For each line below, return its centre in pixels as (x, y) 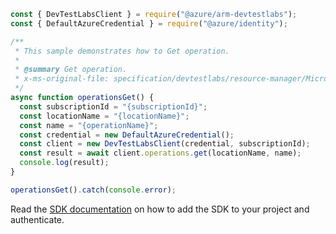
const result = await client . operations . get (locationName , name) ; (160, 153)
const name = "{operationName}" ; (89, 125)
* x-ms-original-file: (62, 79)
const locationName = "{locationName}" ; (104, 116)
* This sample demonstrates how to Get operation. (122, 51)
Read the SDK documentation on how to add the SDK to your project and (160, 209)
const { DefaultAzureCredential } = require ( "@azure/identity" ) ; (149, 23)
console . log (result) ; (64, 163)
